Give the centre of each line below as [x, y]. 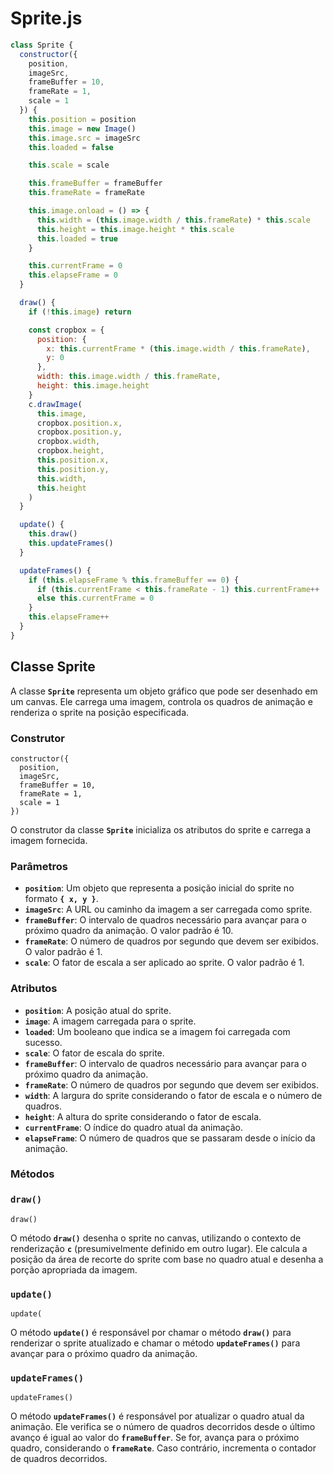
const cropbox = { [66, 330]
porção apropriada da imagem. [74, 1269]
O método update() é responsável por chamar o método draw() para [151, 1333]
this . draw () [53, 534]
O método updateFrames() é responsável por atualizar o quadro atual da [157, 1416]
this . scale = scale [69, 165]
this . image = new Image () [82, 128]
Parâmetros [39, 866]
